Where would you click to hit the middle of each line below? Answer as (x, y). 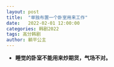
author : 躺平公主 (26, 40)
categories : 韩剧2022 (33, 29)
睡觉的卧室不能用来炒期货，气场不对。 (63, 58)
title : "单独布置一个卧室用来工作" (47, 18)
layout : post (23, 12)
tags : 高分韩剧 (24, 34)
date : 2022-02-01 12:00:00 (43, 23)
